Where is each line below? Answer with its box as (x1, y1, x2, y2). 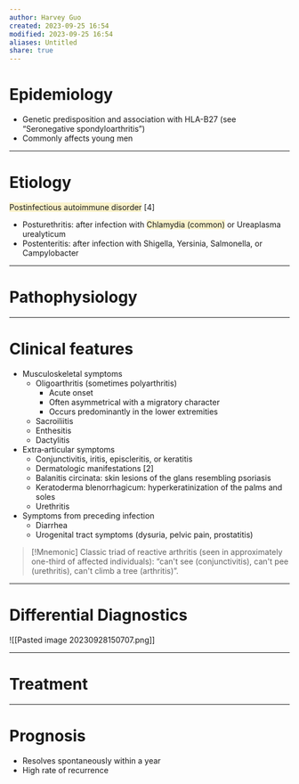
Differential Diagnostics (9, 605, 189, 625)
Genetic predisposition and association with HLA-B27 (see (21, 114, 237, 125)
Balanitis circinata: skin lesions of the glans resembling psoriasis (35, 472, 271, 483)
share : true (9, 46, 53, 55)
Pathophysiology (9, 287, 138, 307)
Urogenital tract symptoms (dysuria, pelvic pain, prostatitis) (35, 529, 254, 540)
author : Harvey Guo (9, 12, 82, 22)
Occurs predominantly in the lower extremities (48, 406, 218, 417)
